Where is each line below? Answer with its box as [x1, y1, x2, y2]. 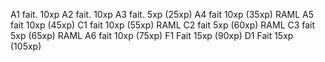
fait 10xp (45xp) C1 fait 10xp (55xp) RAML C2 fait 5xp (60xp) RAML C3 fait [10, 19, 316, 31]
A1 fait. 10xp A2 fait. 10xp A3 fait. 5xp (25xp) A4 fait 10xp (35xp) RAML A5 [10, 9, 315, 20]
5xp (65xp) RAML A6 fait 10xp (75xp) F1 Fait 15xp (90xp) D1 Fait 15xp [10, 30, 294, 41]
